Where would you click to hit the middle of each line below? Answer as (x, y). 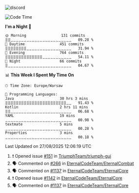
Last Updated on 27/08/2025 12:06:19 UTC (48, 146)
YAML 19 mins (40, 116)
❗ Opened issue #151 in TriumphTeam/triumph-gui (61, 156)
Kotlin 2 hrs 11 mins (47, 107)
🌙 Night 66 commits (43, 61)
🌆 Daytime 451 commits (44, 44)
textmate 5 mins (39, 124)
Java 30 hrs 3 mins (47, 98)
